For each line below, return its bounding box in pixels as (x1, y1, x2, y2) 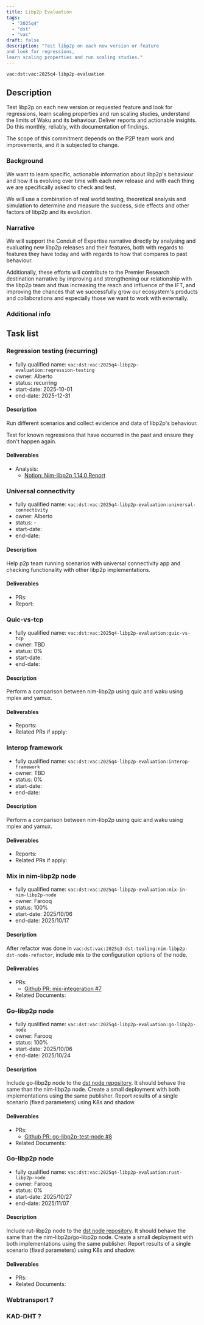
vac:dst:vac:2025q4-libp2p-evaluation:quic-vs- (68, 630, 191, 637)
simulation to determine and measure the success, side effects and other (6, 202, 190, 209)
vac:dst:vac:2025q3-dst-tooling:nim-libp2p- (72, 946, 188, 952)
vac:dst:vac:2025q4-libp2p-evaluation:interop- (68, 759, 191, 765)
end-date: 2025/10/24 (15, 1052, 71, 1059)
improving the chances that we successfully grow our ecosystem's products (6, 288, 198, 296)
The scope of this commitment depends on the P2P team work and (6, 135, 175, 142)
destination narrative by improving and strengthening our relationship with (6, 275, 192, 282)
